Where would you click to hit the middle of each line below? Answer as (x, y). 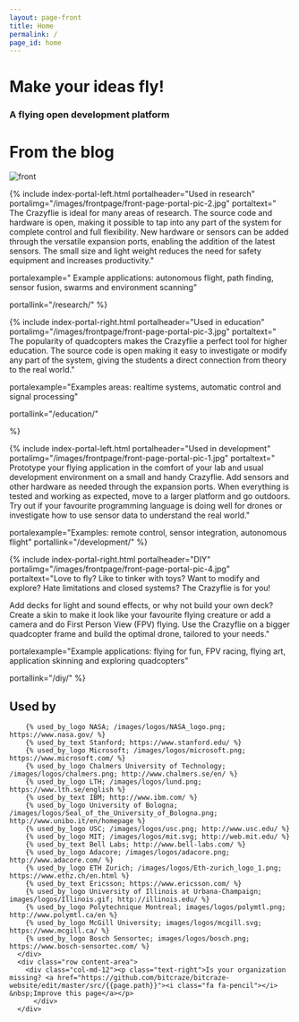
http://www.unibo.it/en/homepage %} (77, 821)
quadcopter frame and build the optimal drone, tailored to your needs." (140, 634)
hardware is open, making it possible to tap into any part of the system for (145, 223)
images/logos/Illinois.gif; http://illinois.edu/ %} (110, 900)
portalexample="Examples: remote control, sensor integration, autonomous (148, 533)
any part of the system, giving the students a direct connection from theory (148, 360)
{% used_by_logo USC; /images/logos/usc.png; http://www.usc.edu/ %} (158, 829)
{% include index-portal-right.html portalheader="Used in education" (137, 322)
